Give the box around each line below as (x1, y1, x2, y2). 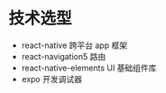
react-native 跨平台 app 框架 (21, 40, 128, 51)
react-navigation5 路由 (21, 51, 106, 61)
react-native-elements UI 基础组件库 (21, 62, 157, 73)
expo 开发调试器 (21, 73, 83, 84)
